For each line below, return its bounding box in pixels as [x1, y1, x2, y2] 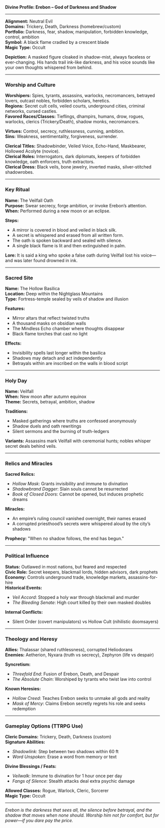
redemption [12, 706, 36, 712]
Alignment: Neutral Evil [5, 18, 53, 24]
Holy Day [5, 377, 27, 384]
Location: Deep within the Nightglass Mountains [5, 291, 103, 297]
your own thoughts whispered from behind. [5, 65, 93, 70]
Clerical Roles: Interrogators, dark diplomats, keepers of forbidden [5, 154, 140, 160]
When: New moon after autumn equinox [5, 394, 87, 399]
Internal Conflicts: [5, 609, 43, 615]
